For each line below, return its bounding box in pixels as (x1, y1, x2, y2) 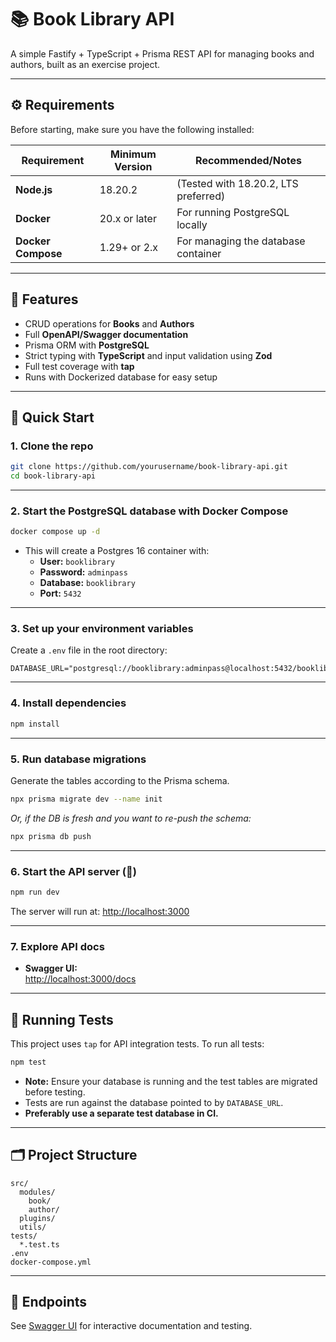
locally (176, 217, 208, 231)
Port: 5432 (39, 587, 82, 600)
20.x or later (99, 211, 157, 225)
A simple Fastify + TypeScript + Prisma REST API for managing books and (10, 47, 315, 60)
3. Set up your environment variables (10, 622, 194, 636)
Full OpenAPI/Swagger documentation (24, 328, 189, 340)
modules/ (19, 1187, 56, 1197)
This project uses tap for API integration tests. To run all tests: (10, 1037, 265, 1050)
